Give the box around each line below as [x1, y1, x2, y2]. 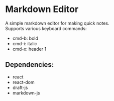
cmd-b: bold [12, 35, 39, 41]
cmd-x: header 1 [12, 46, 47, 52]
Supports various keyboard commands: [5, 25, 87, 31]
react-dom [12, 79, 35, 85]
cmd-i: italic [12, 40, 38, 46]
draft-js [12, 84, 28, 90]
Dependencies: [5, 60, 54, 69]
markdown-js [12, 89, 40, 96]
